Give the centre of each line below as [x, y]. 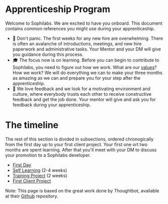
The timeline [32, 125]
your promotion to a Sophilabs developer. [48, 155]
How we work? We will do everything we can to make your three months [87, 73]
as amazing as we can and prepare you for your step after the [76, 78]
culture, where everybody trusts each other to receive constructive [82, 94]
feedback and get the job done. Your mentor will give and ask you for [84, 99]
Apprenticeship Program [58, 9]
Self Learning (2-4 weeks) [40, 170]
